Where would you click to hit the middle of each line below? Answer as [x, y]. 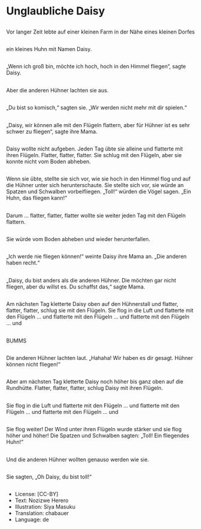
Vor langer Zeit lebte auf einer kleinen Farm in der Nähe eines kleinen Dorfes [100, 32]
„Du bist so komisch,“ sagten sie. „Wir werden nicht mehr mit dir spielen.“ [97, 108]
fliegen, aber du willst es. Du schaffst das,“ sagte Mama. [76, 287]
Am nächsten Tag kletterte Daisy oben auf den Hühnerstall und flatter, [92, 304]
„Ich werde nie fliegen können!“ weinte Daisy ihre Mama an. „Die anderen [97, 257]
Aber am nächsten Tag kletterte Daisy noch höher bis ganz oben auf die [95, 381]
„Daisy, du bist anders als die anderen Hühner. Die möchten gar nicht [91, 280]
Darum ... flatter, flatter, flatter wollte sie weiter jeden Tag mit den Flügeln [96, 215]
